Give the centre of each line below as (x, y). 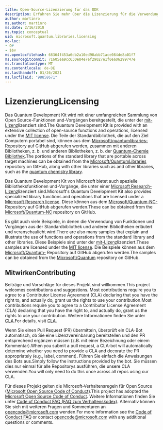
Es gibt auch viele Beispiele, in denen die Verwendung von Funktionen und (80, 221)
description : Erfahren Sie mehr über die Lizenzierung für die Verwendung (82, 14)
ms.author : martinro (26, 23)
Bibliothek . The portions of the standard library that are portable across (76, 156)
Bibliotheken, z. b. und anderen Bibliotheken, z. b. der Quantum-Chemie (77, 151)
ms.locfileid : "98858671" (31, 77)
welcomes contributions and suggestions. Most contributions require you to (81, 290)
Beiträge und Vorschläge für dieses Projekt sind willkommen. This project (78, 284)
